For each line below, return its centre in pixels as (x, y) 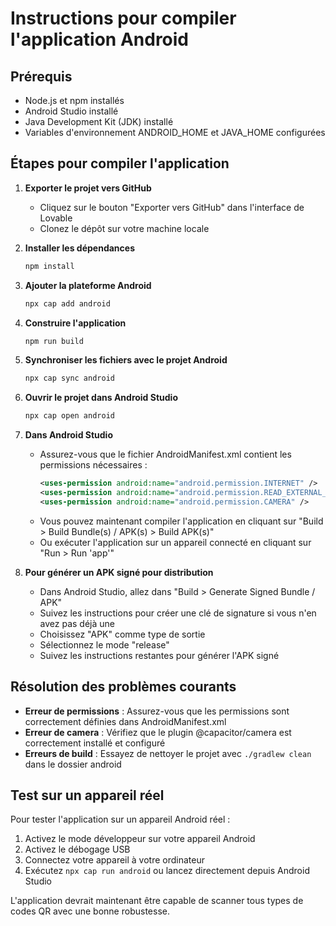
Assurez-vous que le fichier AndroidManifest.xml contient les (165, 454)
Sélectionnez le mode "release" (104, 644)
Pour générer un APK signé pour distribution (119, 572)
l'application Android (100, 39)
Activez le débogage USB (77, 849)
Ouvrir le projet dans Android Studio (101, 398)
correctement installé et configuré (95, 743)
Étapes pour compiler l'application (120, 163)
